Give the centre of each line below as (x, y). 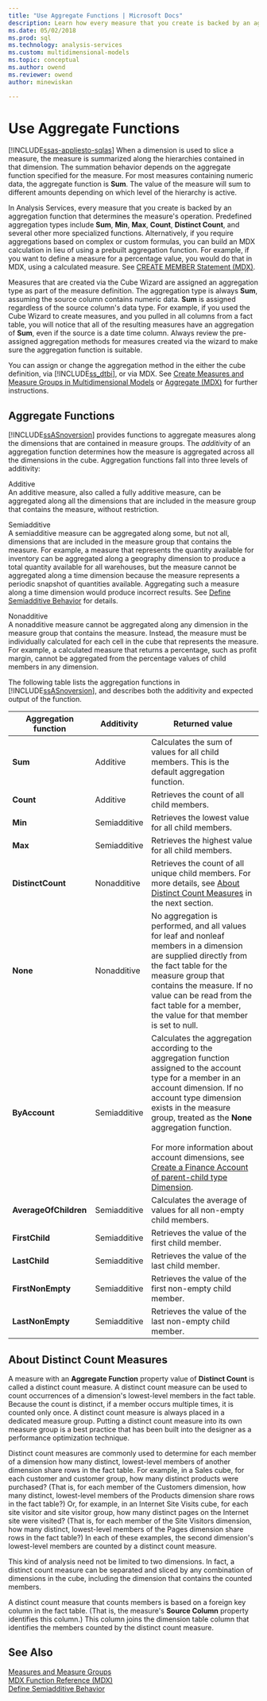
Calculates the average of (199, 1200)
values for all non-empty (197, 1211)
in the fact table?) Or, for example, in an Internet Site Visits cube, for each (128, 1504)
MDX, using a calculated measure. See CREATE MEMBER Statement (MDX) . (132, 267)
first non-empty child (191, 1288)
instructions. (29, 391)
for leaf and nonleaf (188, 936)
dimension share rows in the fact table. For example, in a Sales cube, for (126, 1470)
